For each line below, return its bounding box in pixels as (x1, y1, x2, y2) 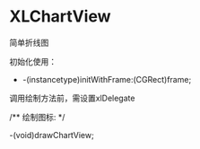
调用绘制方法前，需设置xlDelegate (9, 92, 135, 103)
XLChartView (9, 6, 111, 27)
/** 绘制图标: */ (9, 111, 65, 122)
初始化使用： (9, 56, 57, 66)
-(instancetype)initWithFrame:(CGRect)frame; (22, 74, 192, 84)
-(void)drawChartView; (9, 129, 94, 140)
